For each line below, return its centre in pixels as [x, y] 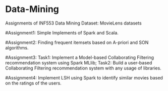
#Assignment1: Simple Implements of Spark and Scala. [62, 32]
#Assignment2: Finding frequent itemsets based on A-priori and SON [77, 42]
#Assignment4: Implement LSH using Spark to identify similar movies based [84, 77]
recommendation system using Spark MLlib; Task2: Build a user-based [79, 62]
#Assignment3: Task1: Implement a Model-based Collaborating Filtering [80, 57]
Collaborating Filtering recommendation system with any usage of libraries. [83, 68]
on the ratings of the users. [33, 83]
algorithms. [17, 47]
